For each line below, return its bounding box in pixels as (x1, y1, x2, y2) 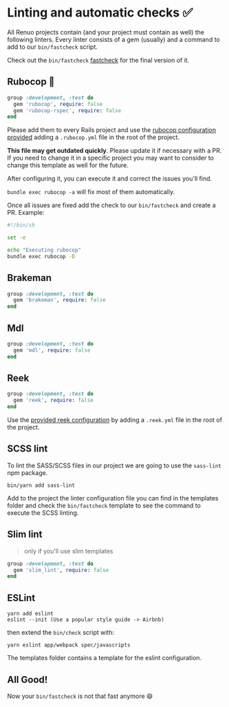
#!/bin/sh (7, 222, 36, 229)
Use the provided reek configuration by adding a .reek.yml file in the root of (7, 416, 222, 424)
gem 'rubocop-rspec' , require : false (13, 107, 122, 114)
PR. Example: (7, 209, 45, 217)
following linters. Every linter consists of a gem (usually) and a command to (7, 35, 220, 43)
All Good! (7, 673, 48, 686)
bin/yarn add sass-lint (7, 482, 76, 489)
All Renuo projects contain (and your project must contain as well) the (7, 28, 205, 36)
